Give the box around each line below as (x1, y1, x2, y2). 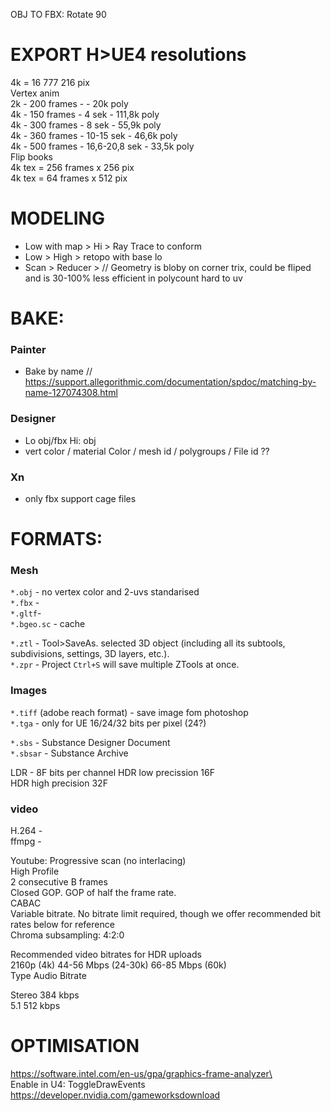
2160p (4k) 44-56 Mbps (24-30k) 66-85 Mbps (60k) (10, 959, 227, 971)
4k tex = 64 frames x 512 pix (10, 172, 128, 184)
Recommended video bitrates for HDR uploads (10, 949, 202, 961)
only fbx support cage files (24, 492, 137, 504)
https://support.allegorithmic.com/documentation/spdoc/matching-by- (24, 376, 317, 388)
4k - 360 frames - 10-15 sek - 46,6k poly (10, 129, 178, 141)
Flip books (10, 150, 53, 163)
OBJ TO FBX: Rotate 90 (10, 9, 107, 20)
